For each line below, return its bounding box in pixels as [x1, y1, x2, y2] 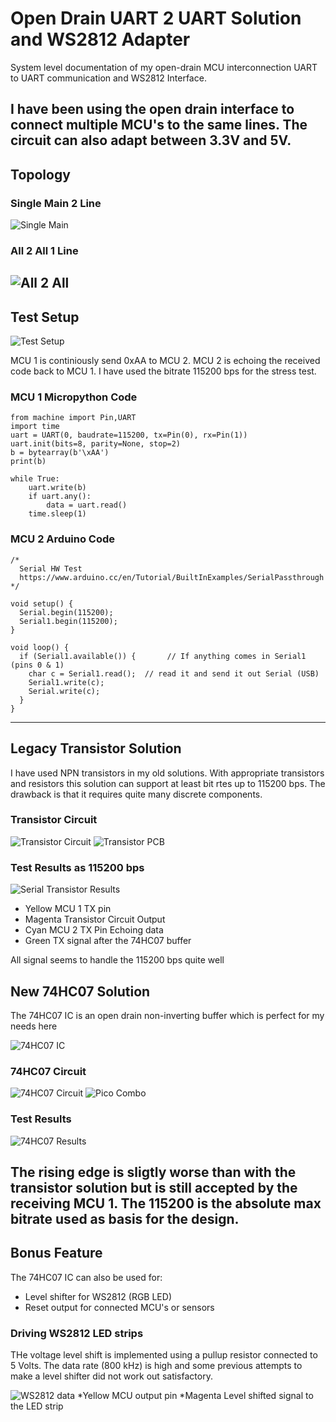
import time [10, 422, 60, 432]
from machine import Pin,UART [10, 413, 137, 423]
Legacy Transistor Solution [10, 740, 182, 757]
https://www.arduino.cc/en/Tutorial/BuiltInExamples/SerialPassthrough [19, 572, 325, 582]
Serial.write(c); [28, 686, 101, 696]
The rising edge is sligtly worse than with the [10, 1163, 297, 1181]
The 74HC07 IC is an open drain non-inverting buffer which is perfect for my [10, 1009, 325, 1021]
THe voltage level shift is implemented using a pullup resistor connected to [10, 1349, 318, 1361]
